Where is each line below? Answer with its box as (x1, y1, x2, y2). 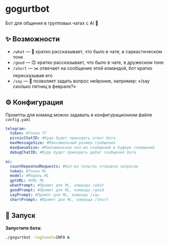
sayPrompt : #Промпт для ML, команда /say (10, 192, 100, 197)
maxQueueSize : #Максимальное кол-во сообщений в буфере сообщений (10, 145, 155, 150)
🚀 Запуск (5, 211, 36, 220)
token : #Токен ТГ (10, 131, 47, 136)
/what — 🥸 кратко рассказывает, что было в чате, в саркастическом (12, 48, 162, 54)
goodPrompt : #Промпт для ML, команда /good (10, 188, 104, 193)
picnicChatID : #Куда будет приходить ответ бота (10, 136, 116, 141)
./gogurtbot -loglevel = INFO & (5, 235, 70, 240)
